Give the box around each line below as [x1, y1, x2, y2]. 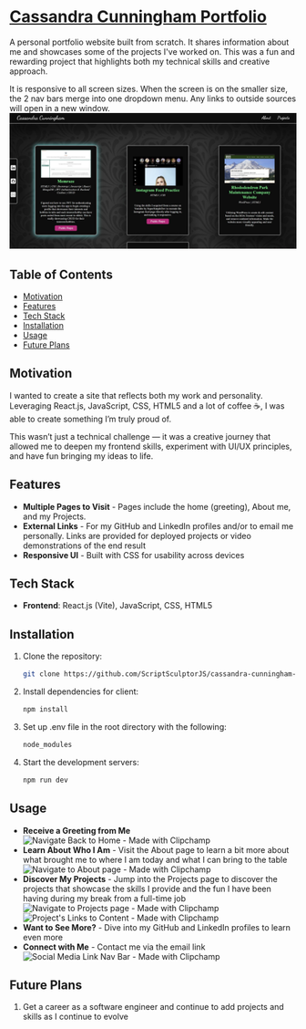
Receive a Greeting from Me [22, 825, 131, 836]
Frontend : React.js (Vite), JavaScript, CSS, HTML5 [22, 600, 213, 611]
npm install [22, 705, 68, 714]
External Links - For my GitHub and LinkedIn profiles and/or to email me [22, 520, 294, 531]
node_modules [22, 740, 73, 749]
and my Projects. [22, 511, 87, 522]
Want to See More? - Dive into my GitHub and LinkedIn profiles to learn [22, 921, 291, 932]
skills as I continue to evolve [22, 1011, 129, 1023]
